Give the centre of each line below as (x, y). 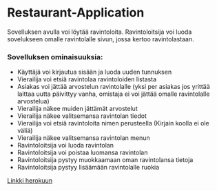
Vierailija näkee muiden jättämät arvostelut (77, 109)
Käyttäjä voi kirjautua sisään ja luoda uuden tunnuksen (94, 72)
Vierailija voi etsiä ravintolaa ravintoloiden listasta (87, 79)
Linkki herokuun (30, 181)
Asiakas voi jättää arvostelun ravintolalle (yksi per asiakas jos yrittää (113, 87)
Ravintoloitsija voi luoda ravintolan (65, 145)
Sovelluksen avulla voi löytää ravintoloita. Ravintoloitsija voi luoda (100, 32)
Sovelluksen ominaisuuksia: (55, 57)
